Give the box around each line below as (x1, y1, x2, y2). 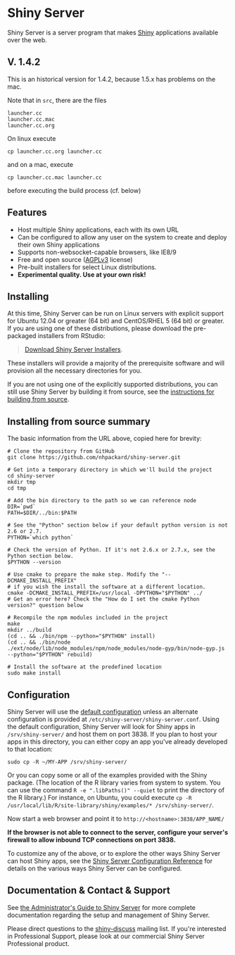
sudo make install (7, 670, 61, 677)
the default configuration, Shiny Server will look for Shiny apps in (7, 723, 196, 730)
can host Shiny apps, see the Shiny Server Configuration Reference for (7, 857, 213, 865)
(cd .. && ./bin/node (7, 639, 71, 646)
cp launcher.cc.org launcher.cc (7, 148, 102, 155)
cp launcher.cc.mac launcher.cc (7, 174, 102, 181)
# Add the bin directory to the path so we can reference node (7, 497, 197, 504)
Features (7, 206, 47, 219)
